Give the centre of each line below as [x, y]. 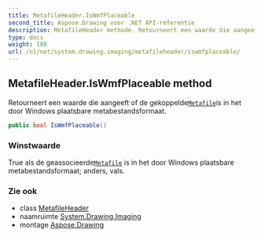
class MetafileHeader [54, 208]
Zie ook [23, 191]
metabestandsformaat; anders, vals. [67, 170]
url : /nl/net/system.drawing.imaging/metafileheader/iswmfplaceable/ [125, 52]
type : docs [26, 37]
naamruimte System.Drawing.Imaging [80, 217]
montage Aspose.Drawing [62, 225]
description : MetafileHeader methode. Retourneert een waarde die [119, 30]
